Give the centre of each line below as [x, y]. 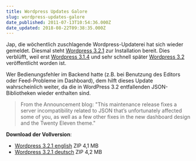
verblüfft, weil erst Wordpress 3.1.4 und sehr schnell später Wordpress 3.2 [95, 57]
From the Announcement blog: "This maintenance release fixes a [99, 105]
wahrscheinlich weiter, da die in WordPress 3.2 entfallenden [78, 87]
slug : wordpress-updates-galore [45, 17]
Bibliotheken [21, 93]
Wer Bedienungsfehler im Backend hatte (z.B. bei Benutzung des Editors [93, 74]
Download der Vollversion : [39, 135]
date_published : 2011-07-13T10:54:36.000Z [59, 22]
